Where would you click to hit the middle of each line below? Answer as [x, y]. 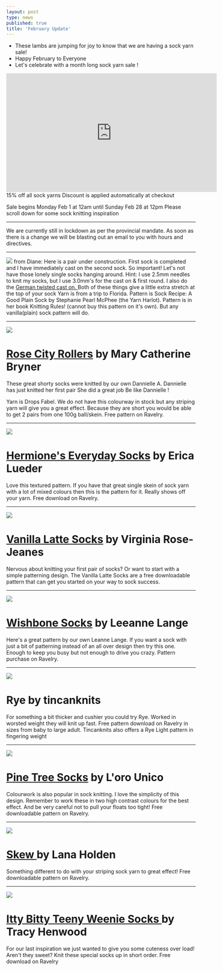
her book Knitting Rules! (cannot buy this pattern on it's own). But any [93, 306]
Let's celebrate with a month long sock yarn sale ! [77, 65]
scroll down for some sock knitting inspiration [63, 213]
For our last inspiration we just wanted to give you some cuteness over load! [100, 948]
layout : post [23, 12]
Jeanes [25, 552]
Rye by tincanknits [53, 700]
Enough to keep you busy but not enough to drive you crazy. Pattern [91, 652]
